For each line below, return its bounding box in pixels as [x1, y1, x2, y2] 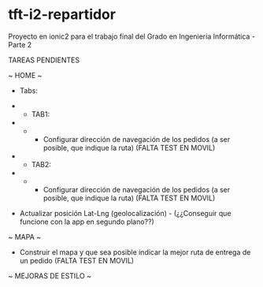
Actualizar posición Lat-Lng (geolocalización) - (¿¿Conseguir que [19, 208, 232, 218]
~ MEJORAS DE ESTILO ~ [8, 270, 92, 281]
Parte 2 [8, 39, 32, 49]
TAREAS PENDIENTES [8, 55, 80, 65]
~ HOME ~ [8, 70, 43, 80]
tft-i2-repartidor [8, 6, 117, 24]
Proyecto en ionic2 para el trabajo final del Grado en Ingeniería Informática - [8, 32, 256, 41]
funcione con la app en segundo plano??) [19, 217, 155, 226]
